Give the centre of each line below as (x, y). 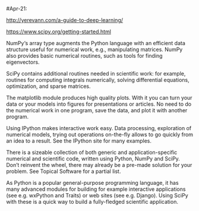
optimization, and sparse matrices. (48, 86)
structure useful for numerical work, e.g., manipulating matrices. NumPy (94, 49)
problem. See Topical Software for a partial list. (64, 171)
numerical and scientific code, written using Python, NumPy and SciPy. (93, 159)
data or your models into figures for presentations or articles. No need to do (99, 104)
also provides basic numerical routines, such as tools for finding (84, 56)
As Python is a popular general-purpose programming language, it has (93, 183)
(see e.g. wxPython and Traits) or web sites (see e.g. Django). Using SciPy (97, 195)
